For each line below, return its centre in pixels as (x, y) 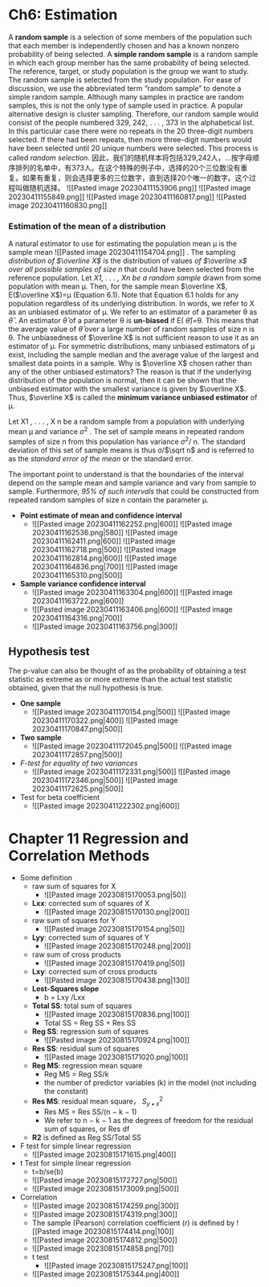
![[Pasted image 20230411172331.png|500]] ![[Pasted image (131, 772)
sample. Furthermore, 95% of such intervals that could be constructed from (134, 491)
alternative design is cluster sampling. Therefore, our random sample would (133, 113)
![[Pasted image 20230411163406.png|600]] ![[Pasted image (132, 609)
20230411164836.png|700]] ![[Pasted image (105, 566)
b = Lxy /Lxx (65, 998)
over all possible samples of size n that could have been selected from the (131, 269)
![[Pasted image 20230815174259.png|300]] (105, 1205)
